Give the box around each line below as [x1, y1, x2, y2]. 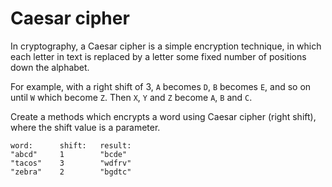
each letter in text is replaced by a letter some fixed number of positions [10, 50, 307, 62]
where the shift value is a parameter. [10, 121, 161, 133]
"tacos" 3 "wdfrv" [10, 158, 132, 168]
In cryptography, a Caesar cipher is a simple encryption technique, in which [10, 40, 322, 52]
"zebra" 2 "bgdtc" [10, 167, 132, 177]
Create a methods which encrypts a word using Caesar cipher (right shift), [10, 110, 317, 122]
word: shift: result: [10, 140, 132, 151]
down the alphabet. [10, 61, 90, 73]
